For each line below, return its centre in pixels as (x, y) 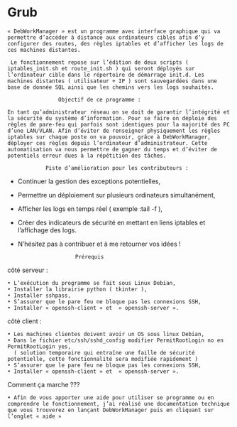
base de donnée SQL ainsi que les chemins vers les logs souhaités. (111, 87)
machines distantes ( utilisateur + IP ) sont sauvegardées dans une (112, 81)
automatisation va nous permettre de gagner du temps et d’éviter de (112, 149)
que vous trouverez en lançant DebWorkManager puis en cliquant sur (111, 410)
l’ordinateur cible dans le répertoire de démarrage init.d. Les (106, 75)
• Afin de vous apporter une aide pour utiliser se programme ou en (111, 398)
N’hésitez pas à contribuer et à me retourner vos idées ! (99, 244)
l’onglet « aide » (34, 416)
